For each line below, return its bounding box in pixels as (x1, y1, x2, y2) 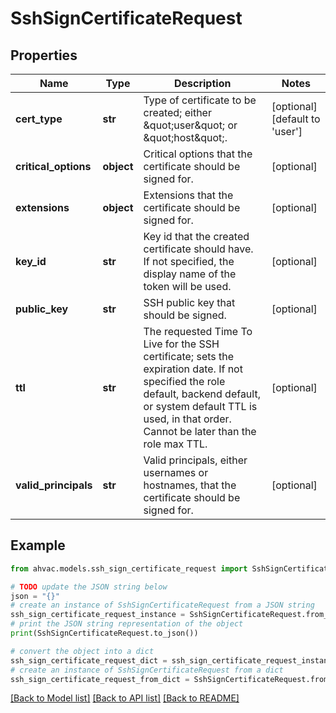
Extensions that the (143, 188, 234, 202)
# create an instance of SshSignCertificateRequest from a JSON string (10, 600, 315, 611)
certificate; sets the (143, 350, 235, 363)
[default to (271, 112, 321, 126)
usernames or (143, 466, 209, 479)
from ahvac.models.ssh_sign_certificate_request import (10, 563, 248, 574)
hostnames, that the (143, 478, 237, 492)
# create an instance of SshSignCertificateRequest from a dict (10, 665, 284, 675)
